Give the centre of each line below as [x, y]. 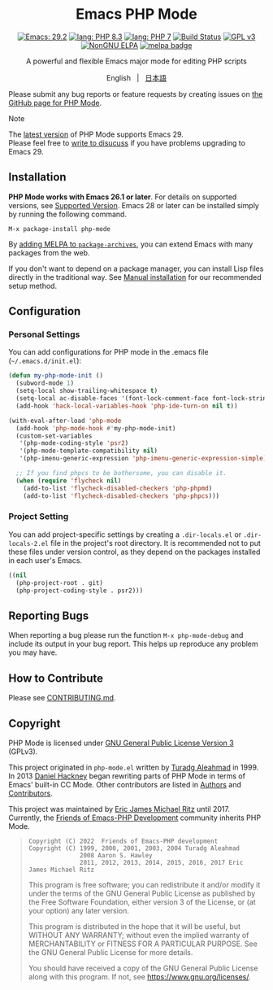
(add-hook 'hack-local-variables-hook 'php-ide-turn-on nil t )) [127, 406]
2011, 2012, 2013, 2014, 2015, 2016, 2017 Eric [162, 862]
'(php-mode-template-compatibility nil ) [89, 451]
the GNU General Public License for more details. [110, 952]
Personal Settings [44, 334]
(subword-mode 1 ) [45, 383]
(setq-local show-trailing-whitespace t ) [87, 391]
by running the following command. [68, 214]
